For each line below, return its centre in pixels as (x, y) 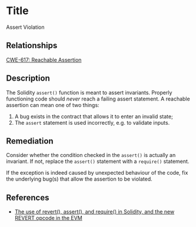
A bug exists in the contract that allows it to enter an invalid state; (94, 116)
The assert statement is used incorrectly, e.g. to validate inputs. (92, 122)
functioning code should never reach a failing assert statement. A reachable (98, 99)
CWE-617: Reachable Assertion (44, 59)
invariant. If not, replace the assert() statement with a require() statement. (98, 161)
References (28, 197)
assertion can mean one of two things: (53, 105)
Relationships (32, 46)
